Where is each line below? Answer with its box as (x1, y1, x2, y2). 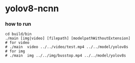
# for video (5, 40, 29, 45)
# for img (5, 49, 26, 54)
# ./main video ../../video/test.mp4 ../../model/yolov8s (5, 45, 129, 50)
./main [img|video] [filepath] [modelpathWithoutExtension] (5, 36, 131, 41)
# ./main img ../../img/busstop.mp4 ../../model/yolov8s (5, 53, 126, 58)
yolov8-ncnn (5, 3, 59, 14)
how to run (5, 21, 31, 28)
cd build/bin (5, 31, 32, 37)
